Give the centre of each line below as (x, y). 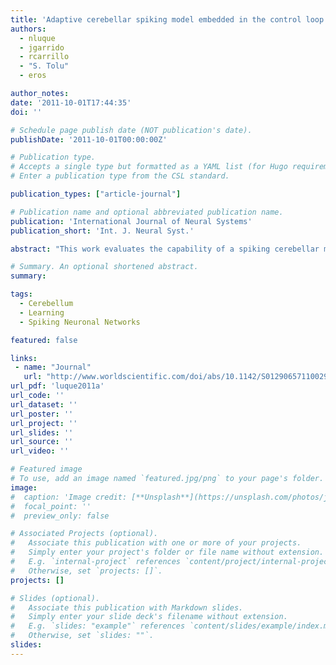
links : (24, 358)
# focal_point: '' (51, 506)
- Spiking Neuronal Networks (80, 322)
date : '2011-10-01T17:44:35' (71, 102)
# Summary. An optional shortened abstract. (104, 267)
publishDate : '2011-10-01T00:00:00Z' (89, 139)
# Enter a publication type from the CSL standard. (120, 176)
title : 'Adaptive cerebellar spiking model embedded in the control (156, 19)
